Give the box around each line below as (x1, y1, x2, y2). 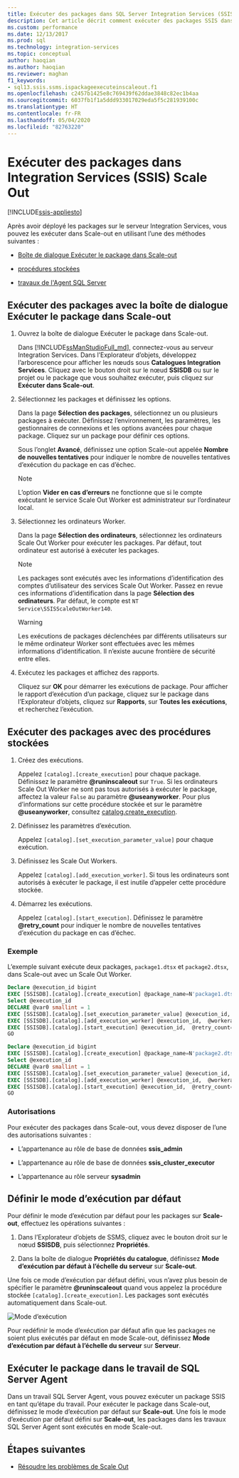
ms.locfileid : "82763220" (7, 123, 84, 131)
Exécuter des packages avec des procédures (7, 725, 211, 738)
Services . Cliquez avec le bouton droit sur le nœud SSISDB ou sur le (17, 366, 219, 375)
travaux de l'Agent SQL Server (17, 278, 107, 287)
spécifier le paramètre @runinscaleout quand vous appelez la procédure (7, 1283, 223, 1292)
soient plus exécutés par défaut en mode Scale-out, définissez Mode (7, 1334, 211, 1342)
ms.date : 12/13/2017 (7, 30, 69, 38)
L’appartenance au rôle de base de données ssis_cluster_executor (17, 1158, 215, 1167)
